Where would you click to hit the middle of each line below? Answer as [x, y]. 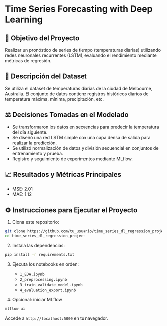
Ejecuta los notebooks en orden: [45, 264]
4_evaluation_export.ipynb [48, 290]
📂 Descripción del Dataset [46, 77]
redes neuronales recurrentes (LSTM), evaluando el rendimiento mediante [81, 55]
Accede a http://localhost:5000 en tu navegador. [57, 318]
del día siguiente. [30, 132]
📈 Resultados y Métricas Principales [63, 175]
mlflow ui [15, 308]
